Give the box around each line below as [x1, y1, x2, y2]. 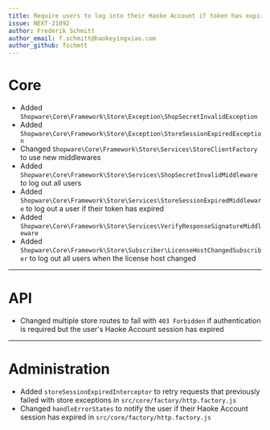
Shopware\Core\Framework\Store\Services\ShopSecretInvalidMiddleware [19, 171, 259, 179]
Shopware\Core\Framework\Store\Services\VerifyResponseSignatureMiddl [19, 223, 262, 231]
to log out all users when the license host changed [29, 254, 197, 264]
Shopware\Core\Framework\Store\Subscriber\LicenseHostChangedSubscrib [19, 247, 262, 255]
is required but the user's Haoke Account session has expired [19, 325, 224, 334]
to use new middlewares [19, 153, 101, 162]
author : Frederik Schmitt [8, 27, 95, 35]
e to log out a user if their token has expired [19, 204, 165, 214]
